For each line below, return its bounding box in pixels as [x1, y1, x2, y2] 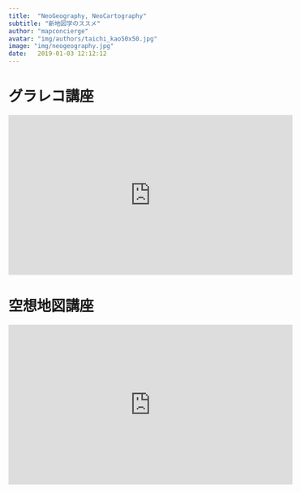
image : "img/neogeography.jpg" [8, 42, 114, 50]
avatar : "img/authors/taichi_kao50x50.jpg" [8, 34, 158, 43]
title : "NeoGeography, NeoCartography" [8, 11, 148, 20]
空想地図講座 [8, 297, 95, 315]
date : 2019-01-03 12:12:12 [8, 50, 107, 58]
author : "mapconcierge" [8, 27, 89, 35]
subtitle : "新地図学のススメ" [8, 19, 101, 28]
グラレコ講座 [8, 87, 95, 106]
